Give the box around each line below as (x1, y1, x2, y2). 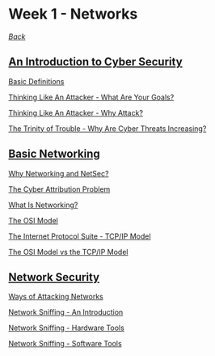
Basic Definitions (8, 76, 65, 86)
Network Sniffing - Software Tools (8, 339, 123, 349)
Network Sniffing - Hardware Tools (8, 323, 125, 333)
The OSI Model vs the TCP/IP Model (8, 247, 129, 256)
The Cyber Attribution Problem (8, 184, 111, 194)
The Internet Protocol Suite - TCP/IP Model (8, 231, 151, 241)
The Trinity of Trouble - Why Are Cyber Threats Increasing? (8, 123, 207, 133)
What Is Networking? (8, 200, 78, 210)
